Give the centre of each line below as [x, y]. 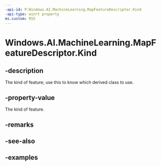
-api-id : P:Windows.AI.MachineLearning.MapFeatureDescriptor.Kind [73, 9]
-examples [22, 158]
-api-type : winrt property [32, 14]
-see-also [20, 141]
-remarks [19, 124]
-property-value [30, 98]
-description [24, 71]
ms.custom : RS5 [20, 18]
